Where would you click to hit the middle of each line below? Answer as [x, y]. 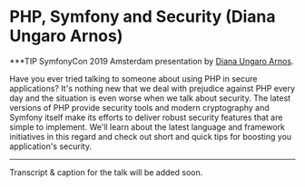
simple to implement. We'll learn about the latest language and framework [148, 127]
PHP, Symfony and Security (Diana [143, 17]
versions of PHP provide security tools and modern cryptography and [139, 107]
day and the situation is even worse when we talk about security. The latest [150, 98]
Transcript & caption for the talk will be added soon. [106, 172]
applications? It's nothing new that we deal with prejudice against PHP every [152, 88]
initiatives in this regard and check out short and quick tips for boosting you [151, 136]
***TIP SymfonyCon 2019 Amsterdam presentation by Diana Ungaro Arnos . [152, 61]
